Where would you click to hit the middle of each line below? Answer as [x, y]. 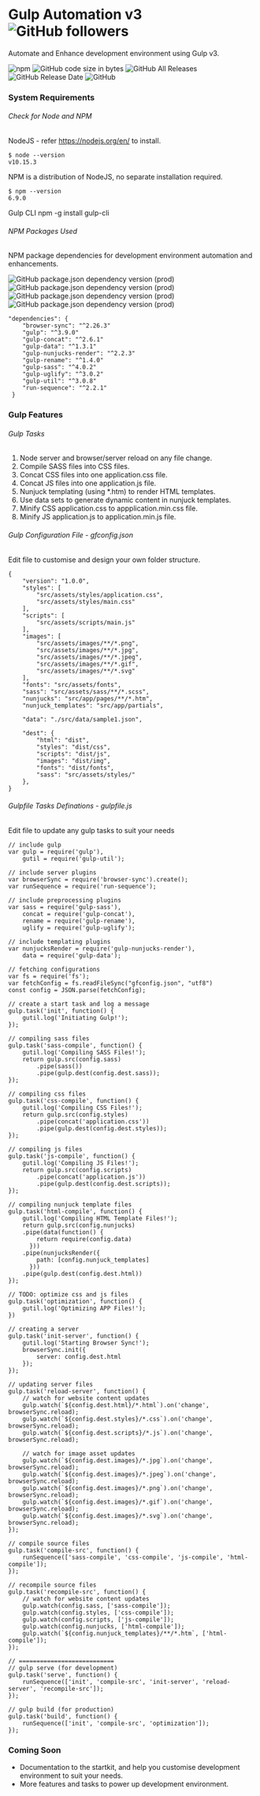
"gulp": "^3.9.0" [51, 333]
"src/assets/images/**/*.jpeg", [90, 657]
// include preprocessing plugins [65, 900]
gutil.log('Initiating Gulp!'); [75, 1017]
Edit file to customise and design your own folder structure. [104, 560]
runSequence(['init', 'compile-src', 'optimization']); [116, 1723]
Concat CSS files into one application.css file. [93, 475]
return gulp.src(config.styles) [75, 1115]
